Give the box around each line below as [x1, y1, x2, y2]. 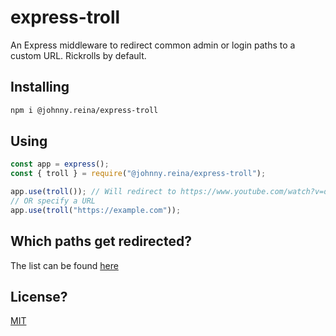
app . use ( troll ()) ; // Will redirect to [10, 187, 177, 197]
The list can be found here [10, 259, 119, 271]
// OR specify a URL [10, 196, 97, 206]
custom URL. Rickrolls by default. [10, 49, 147, 61]
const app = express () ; [10, 159, 110, 170]
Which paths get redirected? [10, 233, 192, 250]
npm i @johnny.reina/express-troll [10, 105, 159, 115]
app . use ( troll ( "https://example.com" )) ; [10, 205, 182, 215]
